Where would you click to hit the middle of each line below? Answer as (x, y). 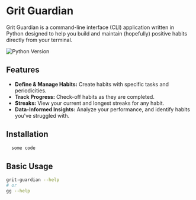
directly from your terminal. (39, 40)
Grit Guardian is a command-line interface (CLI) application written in (90, 27)
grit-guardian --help (33, 180)
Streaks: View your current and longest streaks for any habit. (89, 103)
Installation (27, 134)
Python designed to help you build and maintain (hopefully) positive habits (97, 33)
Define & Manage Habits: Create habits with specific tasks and (92, 84)
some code (23, 148)
